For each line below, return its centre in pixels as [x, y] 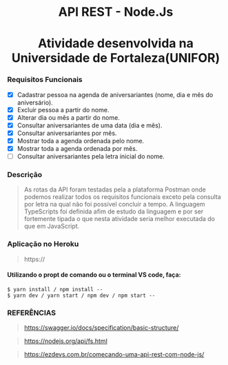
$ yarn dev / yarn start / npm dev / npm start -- [81, 295]
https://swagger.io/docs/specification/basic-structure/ [101, 328]
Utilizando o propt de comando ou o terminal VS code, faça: [94, 275]
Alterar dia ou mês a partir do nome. [69, 117]
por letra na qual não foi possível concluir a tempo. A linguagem [114, 205]
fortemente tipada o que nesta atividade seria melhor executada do [120, 219]
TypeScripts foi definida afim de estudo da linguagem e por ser [114, 211]
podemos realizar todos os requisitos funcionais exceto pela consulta [123, 197]
